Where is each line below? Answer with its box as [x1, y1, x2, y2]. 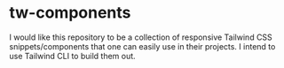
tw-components [9, 3, 131, 23]
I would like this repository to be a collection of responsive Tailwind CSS [9, 32, 272, 42]
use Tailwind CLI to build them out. [9, 50, 136, 61]
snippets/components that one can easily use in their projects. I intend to [9, 41, 276, 51]
